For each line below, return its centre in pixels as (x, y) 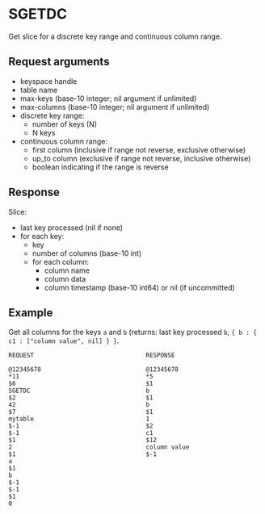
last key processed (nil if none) (72, 228)
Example (31, 313)
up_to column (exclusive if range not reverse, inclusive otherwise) (141, 158)
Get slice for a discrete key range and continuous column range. (115, 36)
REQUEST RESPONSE (92, 356)
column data (65, 278)
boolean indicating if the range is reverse (100, 167)
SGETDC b (79, 391)
